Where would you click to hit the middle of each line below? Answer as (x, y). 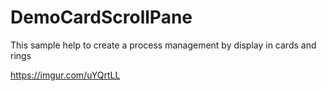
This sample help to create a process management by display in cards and (163, 45)
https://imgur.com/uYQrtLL (65, 75)
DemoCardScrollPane (101, 17)
